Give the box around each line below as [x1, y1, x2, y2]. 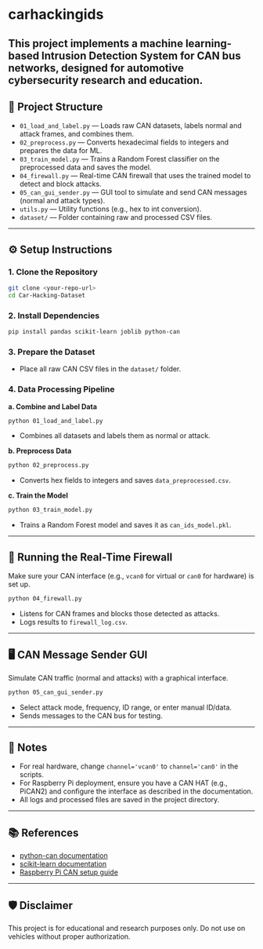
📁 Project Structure [8, 100, 103, 113]
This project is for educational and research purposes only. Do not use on [8, 924, 246, 933]
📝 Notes [8, 740, 48, 754]
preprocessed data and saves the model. [19, 162, 152, 172]
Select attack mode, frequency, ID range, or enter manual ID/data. [19, 703, 232, 712]
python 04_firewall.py [8, 595, 82, 603]
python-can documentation [19, 851, 108, 860]
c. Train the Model [8, 491, 68, 500]
